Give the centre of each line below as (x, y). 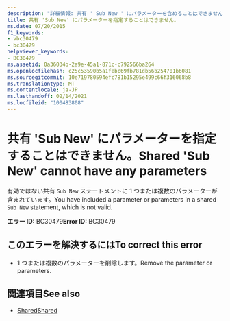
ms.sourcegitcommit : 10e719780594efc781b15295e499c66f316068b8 (99, 77)
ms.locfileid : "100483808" (46, 103)
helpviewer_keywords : (38, 52)
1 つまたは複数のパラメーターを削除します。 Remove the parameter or (115, 263)
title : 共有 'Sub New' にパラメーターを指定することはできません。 (93, 20)
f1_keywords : (26, 33)
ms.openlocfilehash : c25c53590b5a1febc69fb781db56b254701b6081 (99, 71)
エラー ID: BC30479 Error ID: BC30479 (61, 221)
